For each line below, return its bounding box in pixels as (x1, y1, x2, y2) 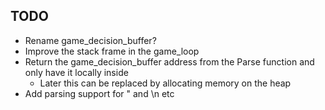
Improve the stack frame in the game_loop (24, 45, 200, 57)
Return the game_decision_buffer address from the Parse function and (24, 55, 315, 68)
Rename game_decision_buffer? (24, 34, 157, 46)
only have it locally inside (24, 66, 129, 78)
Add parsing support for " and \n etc (24, 87, 175, 99)
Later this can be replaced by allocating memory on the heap (39, 77, 292, 89)
